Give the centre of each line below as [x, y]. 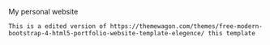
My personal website [43, 12]
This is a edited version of [58, 27]
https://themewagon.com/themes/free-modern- [186, 27]
